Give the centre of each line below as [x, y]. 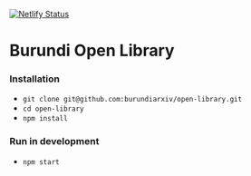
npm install [45, 119]
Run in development [54, 142]
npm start [41, 162]
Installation [35, 79]
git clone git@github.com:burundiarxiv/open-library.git [132, 100]
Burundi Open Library [92, 51]
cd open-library [53, 109]
